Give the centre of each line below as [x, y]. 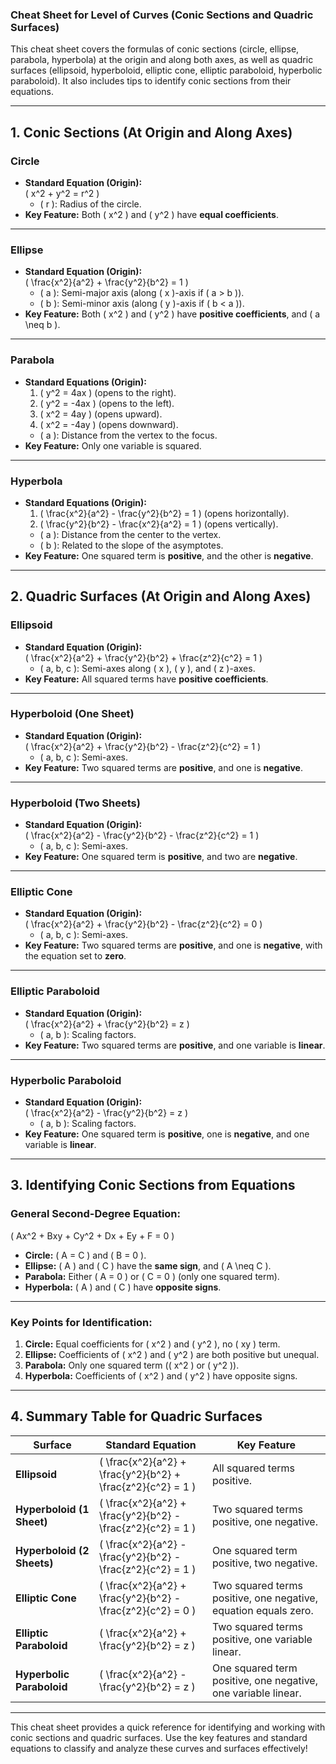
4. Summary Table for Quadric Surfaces [136, 1416]
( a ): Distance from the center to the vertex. [130, 534]
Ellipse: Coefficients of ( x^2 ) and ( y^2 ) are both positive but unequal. [172, 1355]
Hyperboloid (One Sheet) [72, 714]
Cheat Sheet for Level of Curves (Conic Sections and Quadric [162, 15]
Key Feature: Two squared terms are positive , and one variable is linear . [175, 1045]
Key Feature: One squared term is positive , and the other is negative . [169, 555]
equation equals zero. [262, 1610]
